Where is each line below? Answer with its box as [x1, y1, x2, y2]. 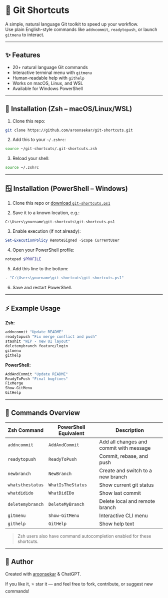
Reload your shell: [12, 155, 50, 162]
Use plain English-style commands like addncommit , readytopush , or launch [5, 26, 157, 32]
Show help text [99, 520, 134, 527]
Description [115, 426, 144, 433]
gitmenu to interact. [5, 32, 44, 38]
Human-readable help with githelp [12, 75, 85, 81]
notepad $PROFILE [5, 256, 41, 262]
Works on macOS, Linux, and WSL [12, 80, 83, 86]
